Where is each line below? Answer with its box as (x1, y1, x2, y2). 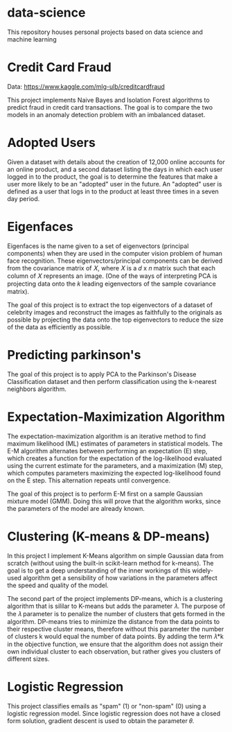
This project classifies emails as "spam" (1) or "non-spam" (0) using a (7, 701, 206, 710)
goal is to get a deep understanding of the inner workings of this (7, 566, 191, 575)
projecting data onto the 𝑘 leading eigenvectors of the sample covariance (7, 279, 216, 288)
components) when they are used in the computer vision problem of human (7, 249, 223, 257)
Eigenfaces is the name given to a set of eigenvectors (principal (7, 241, 189, 250)
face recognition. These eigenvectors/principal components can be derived (7, 256, 223, 265)
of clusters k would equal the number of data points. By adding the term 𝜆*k (7, 632, 224, 640)
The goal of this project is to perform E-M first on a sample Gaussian (7, 489, 203, 498)
